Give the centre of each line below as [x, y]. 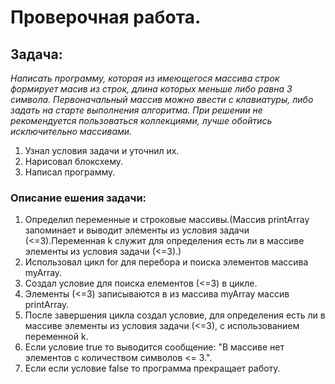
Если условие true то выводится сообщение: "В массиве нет [154, 347]
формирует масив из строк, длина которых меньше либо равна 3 [151, 89]
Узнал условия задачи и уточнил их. [102, 150]
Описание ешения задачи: [78, 198]
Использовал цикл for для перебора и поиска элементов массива [166, 262]
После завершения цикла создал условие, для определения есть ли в [175, 315]
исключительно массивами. [71, 131]
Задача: [36, 54]
